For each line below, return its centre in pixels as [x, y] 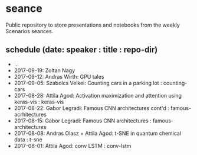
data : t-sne [28, 139]
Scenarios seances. [29, 31]
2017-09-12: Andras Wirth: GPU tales [59, 76]
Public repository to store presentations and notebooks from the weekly [93, 25]
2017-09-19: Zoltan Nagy [44, 70]
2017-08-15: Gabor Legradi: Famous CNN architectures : [83, 121]
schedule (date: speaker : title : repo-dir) [82, 50]
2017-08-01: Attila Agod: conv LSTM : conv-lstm [73, 146]
